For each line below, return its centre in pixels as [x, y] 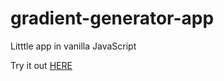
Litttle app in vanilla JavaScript [73, 46]
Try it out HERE [41, 65]
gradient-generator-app [112, 18]
